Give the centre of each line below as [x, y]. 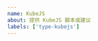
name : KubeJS [26, 14]
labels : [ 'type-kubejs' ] [43, 26]
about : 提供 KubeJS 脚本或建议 [49, 20]
